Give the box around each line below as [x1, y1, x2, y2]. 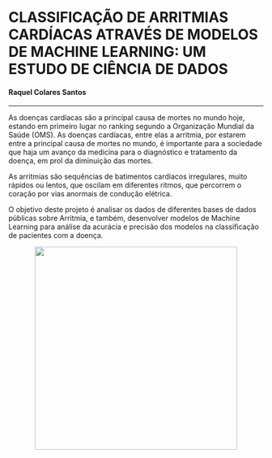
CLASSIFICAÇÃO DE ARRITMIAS [8, 8, 229, 27]
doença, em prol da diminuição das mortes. [8, 156, 154, 166]
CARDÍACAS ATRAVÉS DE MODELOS [8, 25, 259, 44]
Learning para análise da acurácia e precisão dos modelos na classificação [8, 222, 259, 231]
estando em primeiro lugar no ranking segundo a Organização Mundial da [8, 122, 255, 132]
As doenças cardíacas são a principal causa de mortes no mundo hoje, [8, 113, 245, 123]
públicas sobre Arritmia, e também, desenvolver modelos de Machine [8, 214, 240, 223]
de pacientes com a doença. [8, 231, 104, 240]
